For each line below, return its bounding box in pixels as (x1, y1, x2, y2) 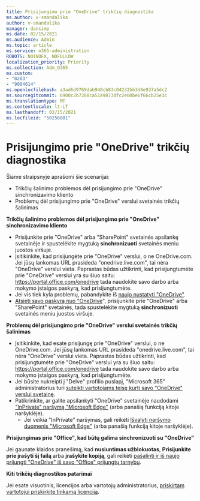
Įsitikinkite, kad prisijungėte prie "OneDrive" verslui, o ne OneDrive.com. (14, 253, 193, 260)
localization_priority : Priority (6, 59, 90, 65)
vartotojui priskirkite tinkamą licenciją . (6, 488, 100, 496)
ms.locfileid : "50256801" (6, 115, 71, 121)
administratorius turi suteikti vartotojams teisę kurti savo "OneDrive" (14, 385, 183, 392)
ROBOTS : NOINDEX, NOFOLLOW (6, 53, 74, 59)
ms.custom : (6, 70, 34, 76)
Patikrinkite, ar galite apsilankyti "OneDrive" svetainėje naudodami (14, 397, 178, 404)
